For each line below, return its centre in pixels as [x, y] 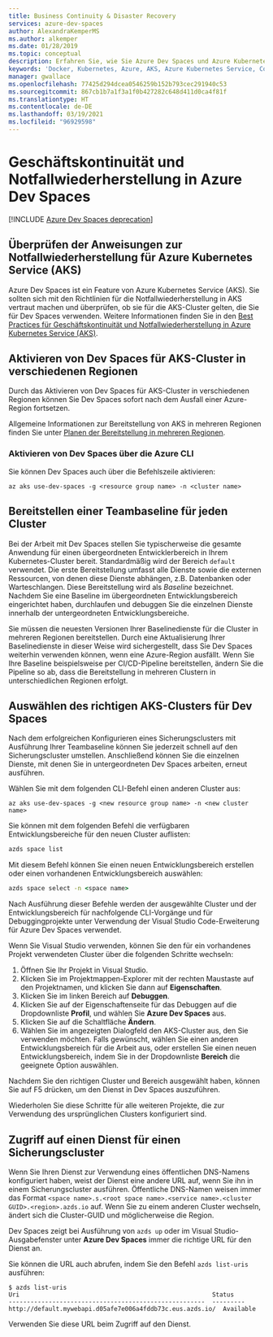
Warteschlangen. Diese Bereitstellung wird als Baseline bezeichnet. [121, 587]
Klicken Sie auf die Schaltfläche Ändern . [88, 1022]
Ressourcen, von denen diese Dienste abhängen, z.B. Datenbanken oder [130, 578]
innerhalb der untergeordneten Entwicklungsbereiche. [99, 613]
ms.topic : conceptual [45, 54]
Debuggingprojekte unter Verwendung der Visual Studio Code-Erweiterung [134, 921]
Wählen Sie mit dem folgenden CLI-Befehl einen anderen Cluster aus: [125, 789]
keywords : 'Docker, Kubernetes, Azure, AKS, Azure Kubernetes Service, [132, 69]
